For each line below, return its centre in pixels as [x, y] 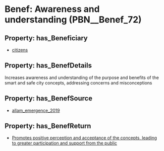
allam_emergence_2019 [36, 110]
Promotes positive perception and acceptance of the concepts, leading [84, 138]
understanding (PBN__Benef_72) [73, 20]
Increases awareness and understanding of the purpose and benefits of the [82, 77]
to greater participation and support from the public [64, 143]
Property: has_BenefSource [49, 99]
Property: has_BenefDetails [48, 66]
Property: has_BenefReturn [48, 126]
